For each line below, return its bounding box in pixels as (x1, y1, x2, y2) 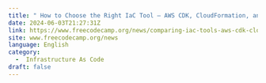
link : (8, 26, 26, 34)
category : (8, 48, 41, 56)
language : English (8, 41, 69, 49)
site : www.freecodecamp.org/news (8, 33, 119, 42)
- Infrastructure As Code (15, 56, 104, 64)
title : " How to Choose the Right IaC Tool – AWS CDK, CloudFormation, (8, 11, 249, 20)
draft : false (8, 63, 51, 71)
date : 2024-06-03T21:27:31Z (8, 19, 101, 27)
